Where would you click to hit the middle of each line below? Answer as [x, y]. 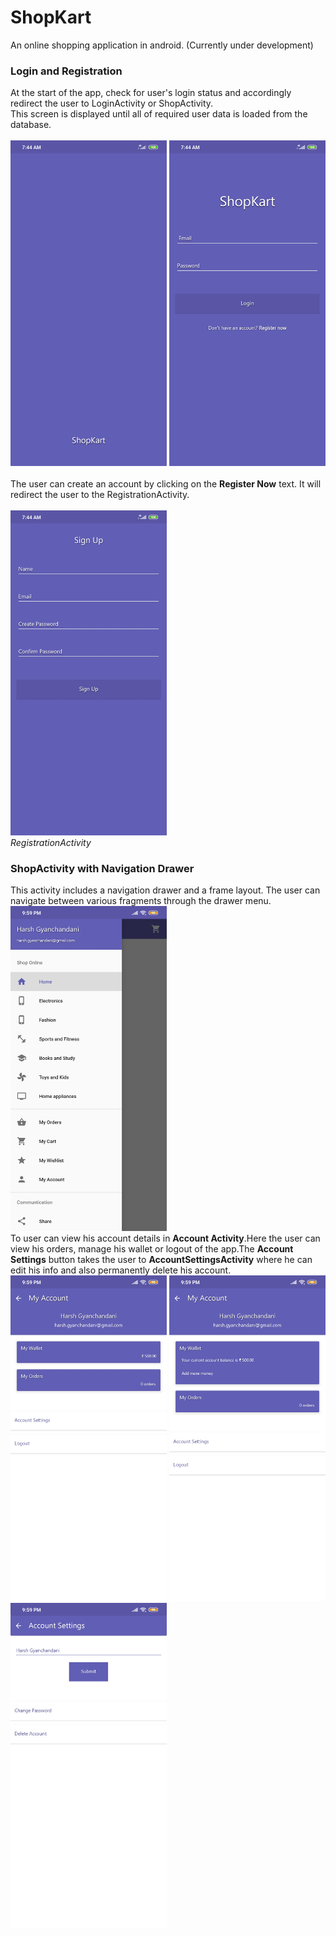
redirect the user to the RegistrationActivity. [100, 494]
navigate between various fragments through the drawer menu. [141, 901]
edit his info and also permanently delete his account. [121, 1270]
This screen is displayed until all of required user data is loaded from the [159, 114]
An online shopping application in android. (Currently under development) [162, 45]
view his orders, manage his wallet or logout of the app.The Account [152, 1249]
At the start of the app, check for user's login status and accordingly [151, 93]
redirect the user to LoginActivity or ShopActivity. [112, 103]
